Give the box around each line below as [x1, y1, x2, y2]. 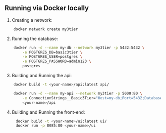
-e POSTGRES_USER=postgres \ [22, 54, 83, 59]
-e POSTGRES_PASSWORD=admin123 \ [22, 59, 92, 64]
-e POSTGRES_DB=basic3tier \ [22, 49, 83, 55]
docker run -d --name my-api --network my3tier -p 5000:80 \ [13, 91, 142, 96]
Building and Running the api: [11, 73, 72, 79]
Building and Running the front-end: [11, 109, 85, 115]
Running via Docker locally [4, 4, 89, 12]
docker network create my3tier [13, 27, 78, 32]
